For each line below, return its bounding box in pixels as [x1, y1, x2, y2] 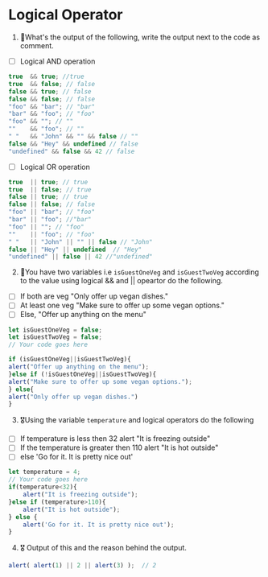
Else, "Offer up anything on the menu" [19, 310, 147, 319]
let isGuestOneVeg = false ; [8, 326, 103, 334]
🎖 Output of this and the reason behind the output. [19, 543, 188, 553]
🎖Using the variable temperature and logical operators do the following [19, 415, 254, 425]
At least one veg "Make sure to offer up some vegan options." [19, 300, 225, 311]
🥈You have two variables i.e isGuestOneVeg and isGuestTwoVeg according [19, 267, 260, 277]
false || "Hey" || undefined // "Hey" [8, 245, 142, 253]
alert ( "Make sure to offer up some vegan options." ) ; [8, 377, 193, 385]
